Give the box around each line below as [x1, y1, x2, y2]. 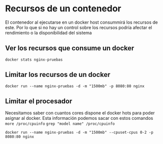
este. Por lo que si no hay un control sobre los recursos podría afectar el [5, 24, 152, 30]
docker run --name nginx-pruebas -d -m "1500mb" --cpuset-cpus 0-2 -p [5, 130, 154, 135]
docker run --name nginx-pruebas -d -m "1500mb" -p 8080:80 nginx [5, 83, 145, 89]
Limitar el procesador [5, 97, 73, 105]
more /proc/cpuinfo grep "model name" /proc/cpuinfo [5, 121, 115, 126]
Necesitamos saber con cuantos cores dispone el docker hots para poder [5, 110, 155, 116]
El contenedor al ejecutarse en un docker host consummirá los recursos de [5, 19, 158, 25]
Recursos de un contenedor [5, 3, 122, 14]
